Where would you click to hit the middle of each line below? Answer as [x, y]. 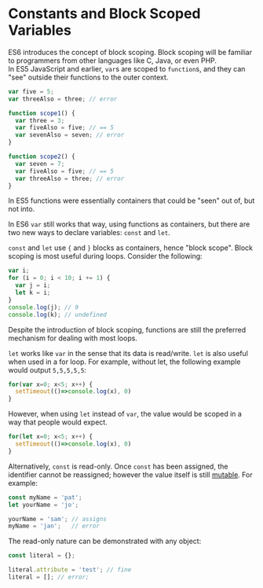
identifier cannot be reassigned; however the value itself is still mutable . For [130, 474]
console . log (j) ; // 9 [44, 307]
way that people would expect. [58, 422]
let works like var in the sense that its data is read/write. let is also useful [128, 353]
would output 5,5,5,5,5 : [47, 369]
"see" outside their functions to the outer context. [88, 77]
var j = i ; [33, 285]
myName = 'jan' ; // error [54, 526]
